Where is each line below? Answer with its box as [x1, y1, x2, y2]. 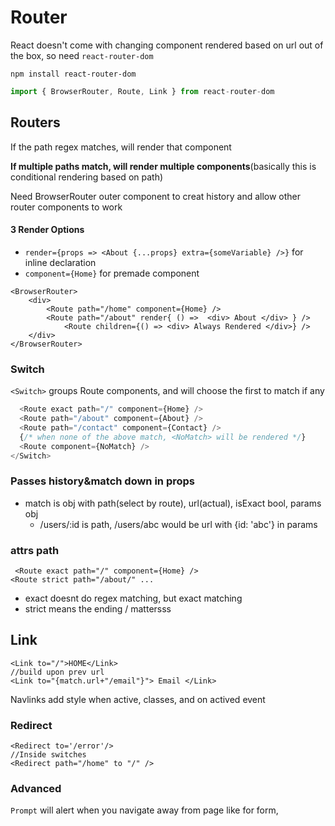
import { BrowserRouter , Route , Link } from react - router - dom [10, 86, 275, 96]
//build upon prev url [10, 667, 105, 677]
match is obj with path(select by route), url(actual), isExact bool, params [24, 497, 322, 509]
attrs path [10, 543, 60, 557]
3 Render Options [10, 224, 85, 236]
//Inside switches [10, 750, 87, 760]
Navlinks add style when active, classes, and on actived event [10, 693, 266, 705]
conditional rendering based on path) [10, 171, 164, 183]
